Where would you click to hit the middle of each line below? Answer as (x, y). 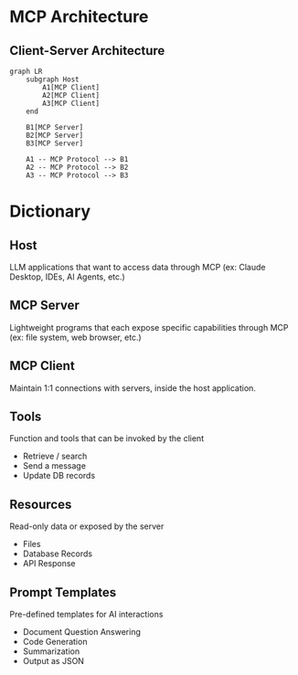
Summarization (51, 651)
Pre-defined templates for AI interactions (86, 615)
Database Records (58, 554)
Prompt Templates (63, 592)
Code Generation (55, 642)
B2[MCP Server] (55, 135)
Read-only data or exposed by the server (87, 526)
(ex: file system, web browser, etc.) (75, 337)
